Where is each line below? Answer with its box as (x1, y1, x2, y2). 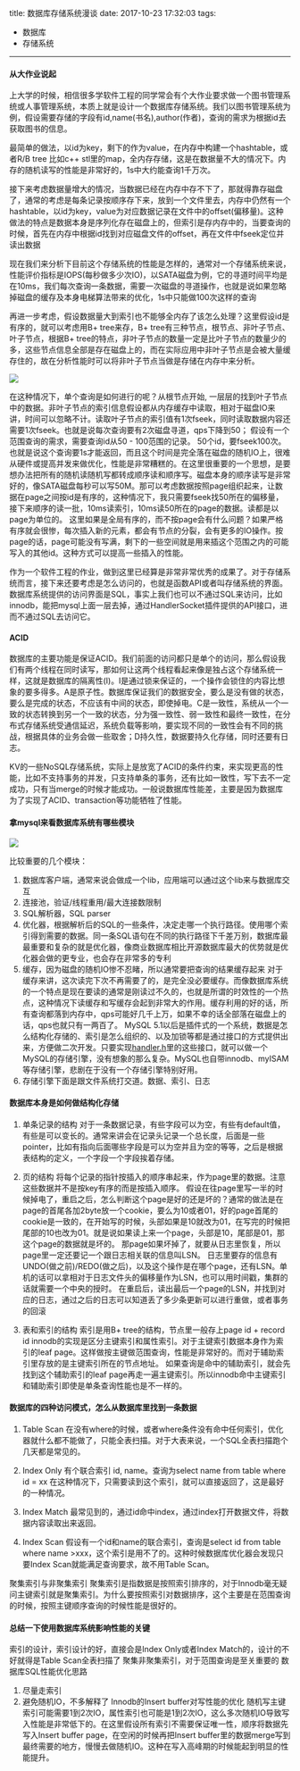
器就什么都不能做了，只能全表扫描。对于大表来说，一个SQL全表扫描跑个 (21, 1435, 288, 1446)
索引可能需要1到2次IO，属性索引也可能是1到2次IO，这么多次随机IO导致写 (21, 1708, 290, 1718)
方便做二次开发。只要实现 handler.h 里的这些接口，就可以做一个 (37, 1041, 269, 1052)
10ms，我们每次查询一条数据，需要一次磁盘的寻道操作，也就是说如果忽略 (16, 280, 287, 292)
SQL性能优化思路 (24, 1667, 87, 1677)
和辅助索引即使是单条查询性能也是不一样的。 (21, 1380, 187, 1391)
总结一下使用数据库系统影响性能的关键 (9, 1622, 150, 1633)
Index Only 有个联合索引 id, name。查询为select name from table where (21, 1466, 287, 1476)
